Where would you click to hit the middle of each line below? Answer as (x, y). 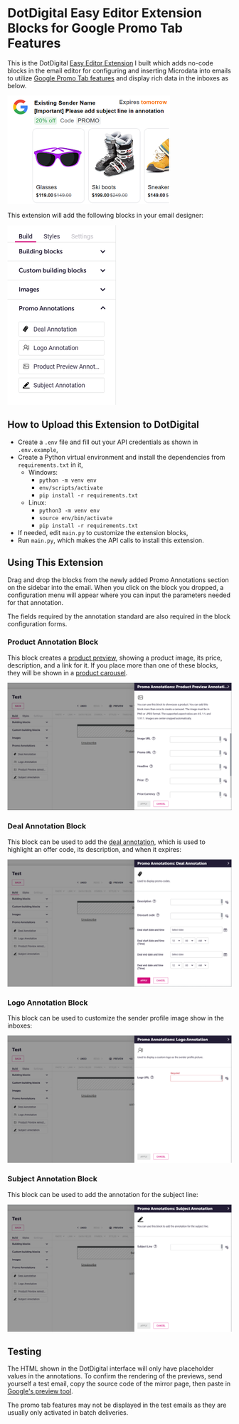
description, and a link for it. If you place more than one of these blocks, (113, 665)
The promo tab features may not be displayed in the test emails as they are (117, 1405)
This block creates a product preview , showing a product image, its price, (115, 658)
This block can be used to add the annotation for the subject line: (103, 1194)
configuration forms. (37, 623)
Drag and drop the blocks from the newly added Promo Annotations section (118, 580)
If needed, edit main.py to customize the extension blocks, (103, 532)
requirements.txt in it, (50, 465)
